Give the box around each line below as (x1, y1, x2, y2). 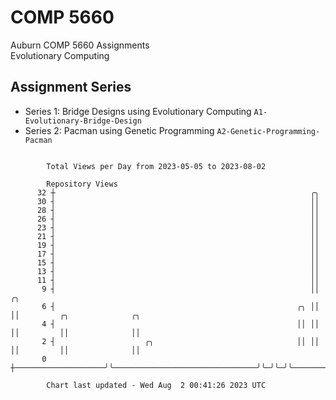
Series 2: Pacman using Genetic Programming (24, 124, 215, 136)
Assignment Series (10, 79, 132, 96)
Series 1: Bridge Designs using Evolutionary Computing (24, 105, 252, 117)
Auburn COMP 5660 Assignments (10, 39, 150, 51)
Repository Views (46, 179, 118, 189)
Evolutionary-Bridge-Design (24, 116, 142, 126)
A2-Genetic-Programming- (216, 126, 321, 136)
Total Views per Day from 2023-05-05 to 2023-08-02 (46, 161, 267, 171)
